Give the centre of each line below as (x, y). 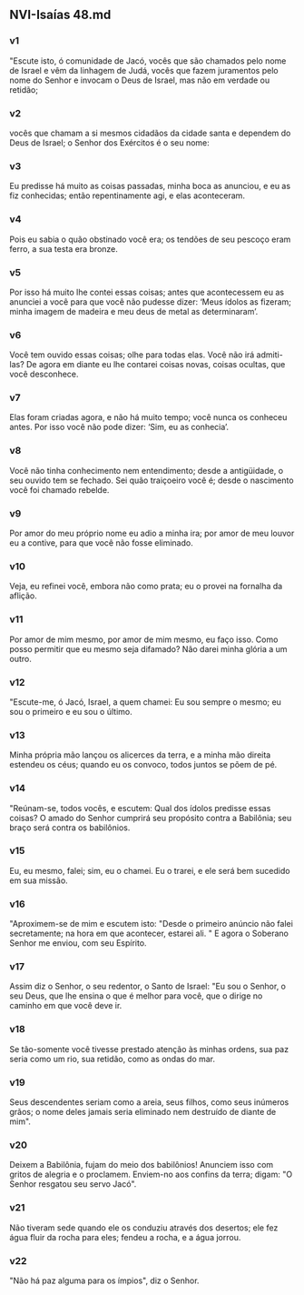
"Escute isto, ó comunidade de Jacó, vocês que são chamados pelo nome (148, 60)
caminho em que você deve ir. (66, 1006)
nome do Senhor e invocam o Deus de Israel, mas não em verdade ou (140, 80)
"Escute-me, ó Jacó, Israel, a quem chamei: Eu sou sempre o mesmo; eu (145, 702)
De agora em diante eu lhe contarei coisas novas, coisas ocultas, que (156, 365)
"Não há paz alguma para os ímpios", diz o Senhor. (104, 1280)
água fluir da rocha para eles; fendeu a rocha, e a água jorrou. (125, 1237)
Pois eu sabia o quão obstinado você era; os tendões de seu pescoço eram (150, 239)
